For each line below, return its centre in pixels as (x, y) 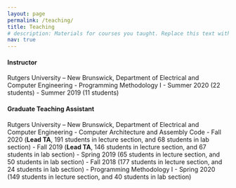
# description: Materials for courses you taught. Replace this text (111, 33)
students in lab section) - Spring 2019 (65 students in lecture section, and (113, 154)
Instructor (22, 62)
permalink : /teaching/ (40, 20)
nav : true (22, 40)
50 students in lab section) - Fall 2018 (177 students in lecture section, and (115, 161)
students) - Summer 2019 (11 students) (63, 93)
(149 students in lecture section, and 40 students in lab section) (99, 177)
